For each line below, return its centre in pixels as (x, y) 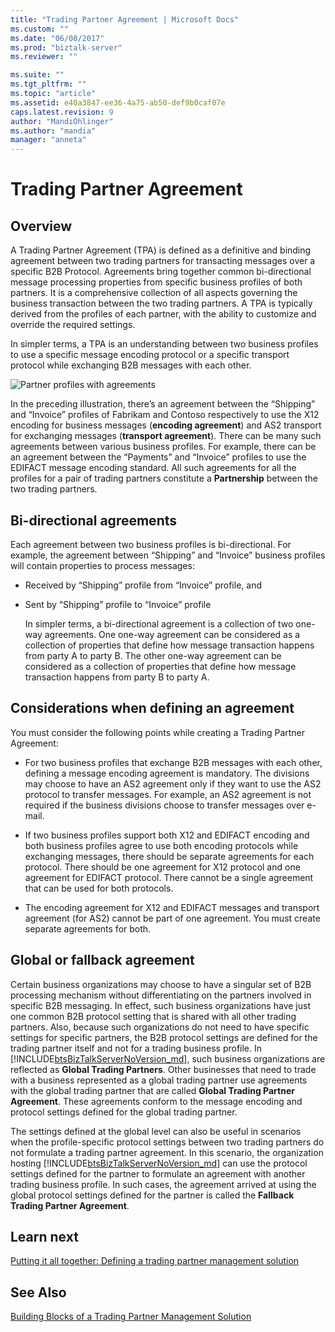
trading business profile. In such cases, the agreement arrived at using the (163, 1184)
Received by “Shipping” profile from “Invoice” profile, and (143, 585)
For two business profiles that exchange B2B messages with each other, (173, 762)
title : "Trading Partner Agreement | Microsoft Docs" (125, 19)
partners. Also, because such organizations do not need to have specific (160, 1027)
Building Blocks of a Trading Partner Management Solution (131, 1317)
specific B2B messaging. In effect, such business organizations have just (160, 1005)
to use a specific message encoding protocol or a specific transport (150, 355)
